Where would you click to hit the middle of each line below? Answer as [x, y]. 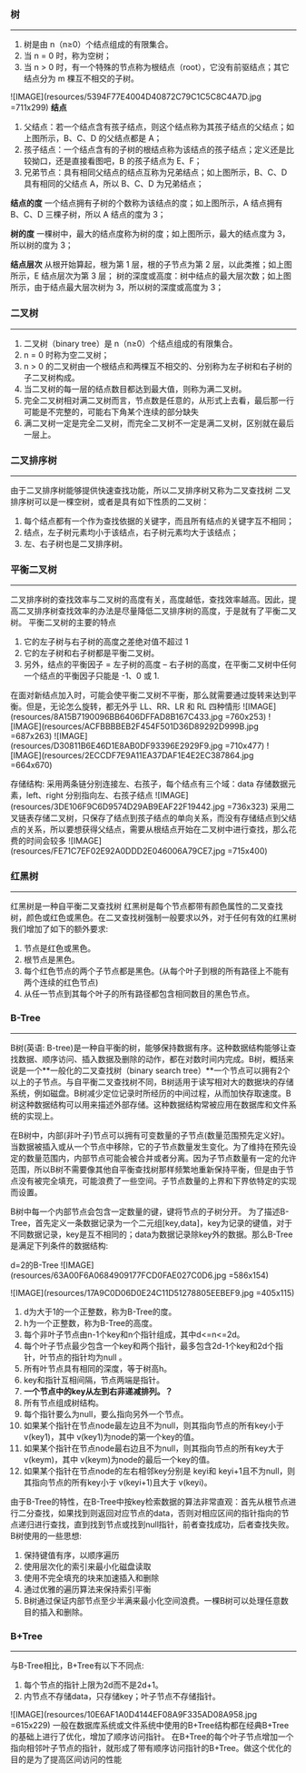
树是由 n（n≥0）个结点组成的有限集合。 [98, 45]
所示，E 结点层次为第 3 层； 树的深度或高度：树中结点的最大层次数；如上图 [151, 276]
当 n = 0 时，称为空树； [67, 56]
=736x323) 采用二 [261, 806]
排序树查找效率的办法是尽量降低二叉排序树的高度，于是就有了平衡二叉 [165, 611]
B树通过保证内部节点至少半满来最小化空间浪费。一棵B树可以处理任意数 [156, 1600]
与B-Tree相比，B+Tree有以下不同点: [77, 1666]
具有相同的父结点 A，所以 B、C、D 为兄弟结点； [114, 184]
